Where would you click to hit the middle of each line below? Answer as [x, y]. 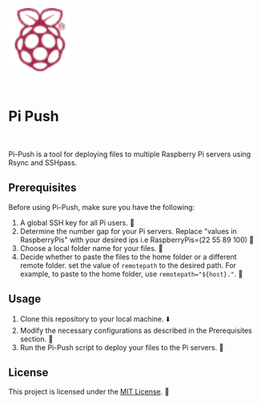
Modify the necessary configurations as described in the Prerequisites [136, 330]
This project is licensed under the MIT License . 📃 [89, 392]
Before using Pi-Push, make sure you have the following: [102, 207]
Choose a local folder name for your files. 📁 [92, 248]
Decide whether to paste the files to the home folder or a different [128, 257]
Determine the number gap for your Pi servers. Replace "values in [128, 231]
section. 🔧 [36, 339]
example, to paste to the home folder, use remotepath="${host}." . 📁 [131, 273]
